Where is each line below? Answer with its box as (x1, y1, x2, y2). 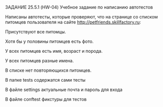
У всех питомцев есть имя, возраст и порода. (5, 48, 103, 54)
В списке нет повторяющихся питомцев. (5, 67, 92, 73)
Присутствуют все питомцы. (5, 29, 66, 34)
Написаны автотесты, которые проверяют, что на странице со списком (5, 14, 158, 19)
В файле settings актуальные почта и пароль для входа (5, 87, 123, 93)
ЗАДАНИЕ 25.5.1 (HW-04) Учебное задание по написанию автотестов (5, 4, 153, 10)
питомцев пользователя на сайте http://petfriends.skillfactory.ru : (5, 19, 141, 25)
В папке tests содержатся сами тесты (5, 77, 86, 83)
